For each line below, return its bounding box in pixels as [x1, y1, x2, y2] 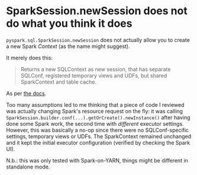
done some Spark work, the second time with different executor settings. [6, 120, 185, 127]
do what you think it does [6, 17, 133, 30]
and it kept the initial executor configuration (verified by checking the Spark [6, 139, 190, 146]
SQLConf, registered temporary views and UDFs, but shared [20, 72, 167, 79]
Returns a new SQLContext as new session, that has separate [20, 65, 171, 72]
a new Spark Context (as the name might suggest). [6, 43, 130, 50]
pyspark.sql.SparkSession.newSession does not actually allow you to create [6, 36, 190, 43]
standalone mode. [6, 163, 50, 170]
